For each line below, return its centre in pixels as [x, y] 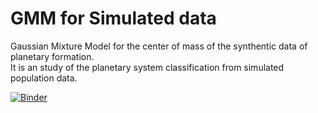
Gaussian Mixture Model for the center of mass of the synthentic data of [159, 46]
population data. [44, 78]
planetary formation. [52, 56]
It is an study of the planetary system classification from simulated [147, 67]
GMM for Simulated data [113, 18]
